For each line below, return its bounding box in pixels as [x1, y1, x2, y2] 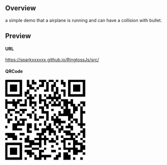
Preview [5, 32, 31, 40]
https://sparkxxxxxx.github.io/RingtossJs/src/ [5, 57, 99, 63]
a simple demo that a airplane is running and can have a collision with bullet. [5, 17, 162, 23]
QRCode [5, 68, 23, 74]
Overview [5, 4, 36, 12]
